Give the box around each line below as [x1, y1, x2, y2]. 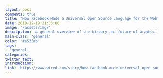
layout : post [5, 7, 32, 12]
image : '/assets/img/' [5, 25, 51, 30]
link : [5, 66, 16, 71]
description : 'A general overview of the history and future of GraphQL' [5, 30, 158, 34]
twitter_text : [5, 57, 34, 62]
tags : [5, 43, 16, 48]
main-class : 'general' [5, 34, 51, 39]
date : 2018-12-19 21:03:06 [5, 20, 60, 26]
